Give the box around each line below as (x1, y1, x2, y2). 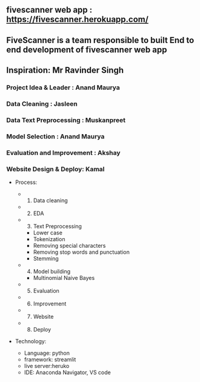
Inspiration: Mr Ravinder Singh (6, 65, 124, 75)
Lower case (33, 229, 62, 236)
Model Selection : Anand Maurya (6, 132, 105, 140)
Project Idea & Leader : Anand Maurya (6, 83, 120, 92)
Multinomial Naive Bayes (33, 275, 95, 282)
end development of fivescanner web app (6, 44, 167, 55)
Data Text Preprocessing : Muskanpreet (6, 115, 126, 124)
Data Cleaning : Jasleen (6, 100, 78, 108)
